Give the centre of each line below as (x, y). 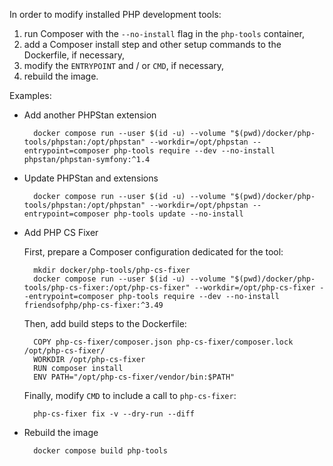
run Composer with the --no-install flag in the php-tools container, (164, 33)
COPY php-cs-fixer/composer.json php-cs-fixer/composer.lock (163, 342)
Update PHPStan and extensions (91, 178)
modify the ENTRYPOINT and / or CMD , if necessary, (124, 65)
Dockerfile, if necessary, (74, 55)
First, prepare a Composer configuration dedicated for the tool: (153, 252)
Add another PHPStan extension (90, 115)
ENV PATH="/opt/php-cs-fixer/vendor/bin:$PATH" (134, 377)
